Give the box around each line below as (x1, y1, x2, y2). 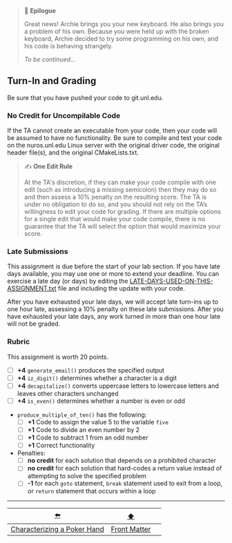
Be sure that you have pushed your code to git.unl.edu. (7, 93, 164, 101)
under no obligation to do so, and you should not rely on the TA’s (23, 200, 208, 208)
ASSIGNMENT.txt (7, 284, 57, 293)
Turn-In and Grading (7, 75, 97, 87)
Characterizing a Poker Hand (10, 524, 105, 534)
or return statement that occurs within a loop (27, 487, 157, 495)
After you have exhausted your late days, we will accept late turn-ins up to (7, 297, 219, 306)
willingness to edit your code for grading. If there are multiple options (23, 208, 221, 216)
